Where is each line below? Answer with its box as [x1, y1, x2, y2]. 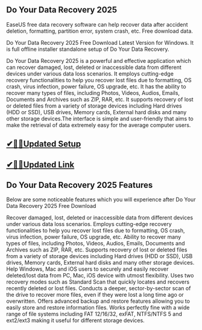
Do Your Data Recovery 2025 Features [6, 180, 153, 190]
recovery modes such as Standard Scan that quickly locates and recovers [6, 278, 190, 286]
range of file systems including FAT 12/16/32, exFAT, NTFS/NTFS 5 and [6, 311, 182, 318]
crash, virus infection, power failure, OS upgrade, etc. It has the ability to [6, 83, 186, 90]
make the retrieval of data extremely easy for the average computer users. [6, 121, 191, 129]
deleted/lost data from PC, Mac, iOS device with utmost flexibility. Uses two [6, 272, 194, 279]
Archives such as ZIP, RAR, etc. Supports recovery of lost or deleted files [6, 246, 188, 253]
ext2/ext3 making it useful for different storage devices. [6, 317, 145, 324]
